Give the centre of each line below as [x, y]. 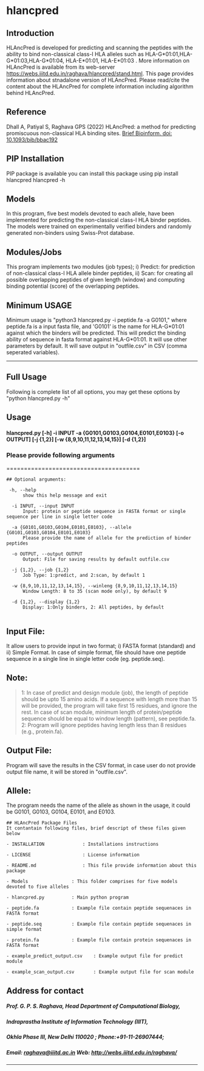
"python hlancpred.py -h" [38, 398]
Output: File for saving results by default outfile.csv [96, 560]
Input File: [26, 631]
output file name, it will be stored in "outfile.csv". [67, 772]
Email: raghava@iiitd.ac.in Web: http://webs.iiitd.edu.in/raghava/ [92, 1052]
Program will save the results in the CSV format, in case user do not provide [101, 765]
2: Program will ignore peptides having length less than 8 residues [104, 725]
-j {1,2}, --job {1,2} [40, 570]
